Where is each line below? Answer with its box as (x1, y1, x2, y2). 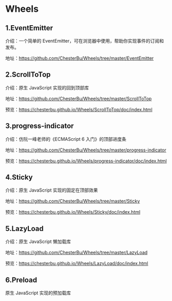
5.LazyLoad (5, 224, 44, 233)
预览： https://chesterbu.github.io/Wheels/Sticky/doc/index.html (5, 209, 141, 215)
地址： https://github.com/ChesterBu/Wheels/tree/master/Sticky (5, 198, 140, 204)
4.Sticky (5, 173, 33, 182)
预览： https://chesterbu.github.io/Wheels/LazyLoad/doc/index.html (5, 260, 148, 267)
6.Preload (5, 275, 37, 284)
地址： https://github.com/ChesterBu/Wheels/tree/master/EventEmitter (5, 55, 154, 61)
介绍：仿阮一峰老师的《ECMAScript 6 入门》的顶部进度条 (5, 136, 127, 142)
